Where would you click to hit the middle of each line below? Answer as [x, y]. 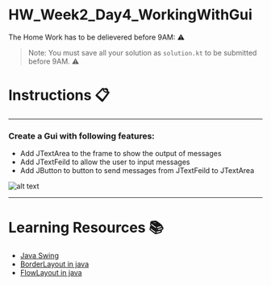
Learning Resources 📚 [86, 228]
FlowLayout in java [51, 273]
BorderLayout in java [54, 264]
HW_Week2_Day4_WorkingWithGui [130, 15]
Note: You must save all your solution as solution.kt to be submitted [142, 52]
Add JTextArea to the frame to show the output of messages [121, 154]
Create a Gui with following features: [81, 136]
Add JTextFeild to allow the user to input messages [105, 162]
